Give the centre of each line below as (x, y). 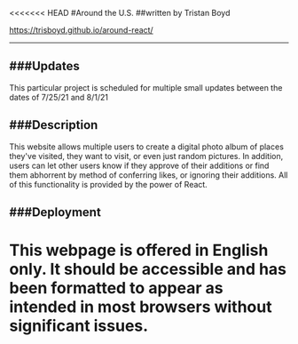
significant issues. (79, 326)
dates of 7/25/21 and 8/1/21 (59, 97)
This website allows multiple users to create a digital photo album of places (146, 147)
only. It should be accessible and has (148, 269)
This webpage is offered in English (139, 250)
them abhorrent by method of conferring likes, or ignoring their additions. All (149, 175)
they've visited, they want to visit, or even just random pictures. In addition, (146, 156)
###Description (54, 125)
